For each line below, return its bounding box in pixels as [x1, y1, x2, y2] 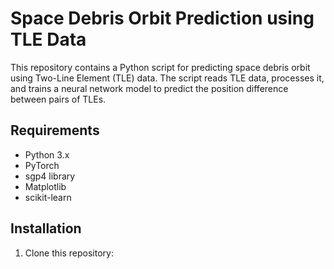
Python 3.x [24, 148, 70, 161]
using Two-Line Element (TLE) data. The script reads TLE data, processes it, [10, 72, 325, 84]
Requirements [10, 122, 100, 139]
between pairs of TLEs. [10, 93, 107, 105]
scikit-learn [24, 191, 72, 203]
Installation [10, 220, 82, 237]
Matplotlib [24, 180, 67, 192]
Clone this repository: [24, 247, 114, 259]
